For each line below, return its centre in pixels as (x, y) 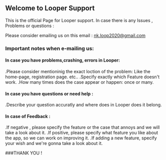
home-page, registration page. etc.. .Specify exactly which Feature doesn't (82, 77)
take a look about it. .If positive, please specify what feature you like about (82, 133)
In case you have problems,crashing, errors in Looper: (62, 60)
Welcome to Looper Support (50, 8)
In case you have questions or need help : (49, 94)
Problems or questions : (30, 26)
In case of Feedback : (28, 116)
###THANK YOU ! (24, 153)
